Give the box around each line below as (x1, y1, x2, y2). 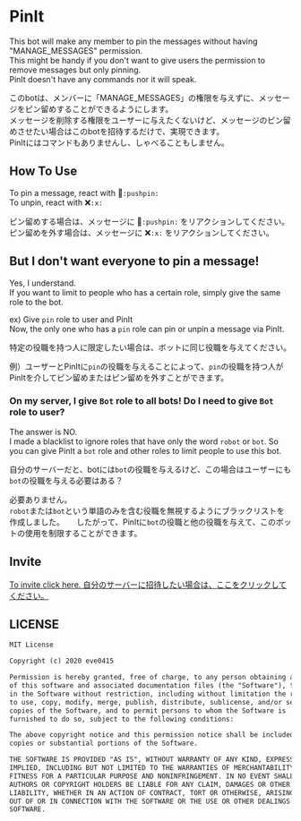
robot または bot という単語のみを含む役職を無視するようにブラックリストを (9, 505, 285, 516)
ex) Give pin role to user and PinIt (9, 313, 133, 324)
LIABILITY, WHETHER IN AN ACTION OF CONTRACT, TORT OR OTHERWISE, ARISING (9, 788, 295, 798)
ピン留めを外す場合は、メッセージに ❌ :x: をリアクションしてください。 (9, 227, 275, 238)
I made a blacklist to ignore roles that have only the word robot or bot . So (9, 436, 279, 447)
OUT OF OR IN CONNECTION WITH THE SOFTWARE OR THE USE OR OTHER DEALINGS (9, 797, 291, 806)
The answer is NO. (9, 426, 78, 437)
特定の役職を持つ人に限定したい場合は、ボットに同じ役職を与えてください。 (9, 342, 291, 353)
